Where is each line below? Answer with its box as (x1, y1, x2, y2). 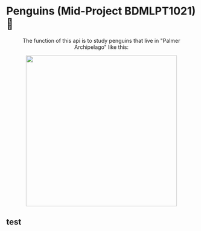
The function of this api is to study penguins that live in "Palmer (22, 37, 180, 44)
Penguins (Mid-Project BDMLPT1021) (6, 4, 196, 18)
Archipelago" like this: (74, 43, 129, 51)
